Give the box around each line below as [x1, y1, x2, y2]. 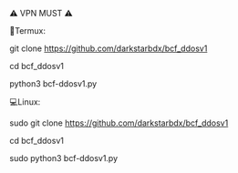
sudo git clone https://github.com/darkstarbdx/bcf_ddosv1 [9, 117, 229, 128]
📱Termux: [9, 25, 46, 36]
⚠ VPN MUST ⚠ [9, 8, 73, 18]
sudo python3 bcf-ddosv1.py [9, 153, 119, 163]
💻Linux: [9, 97, 41, 107]
